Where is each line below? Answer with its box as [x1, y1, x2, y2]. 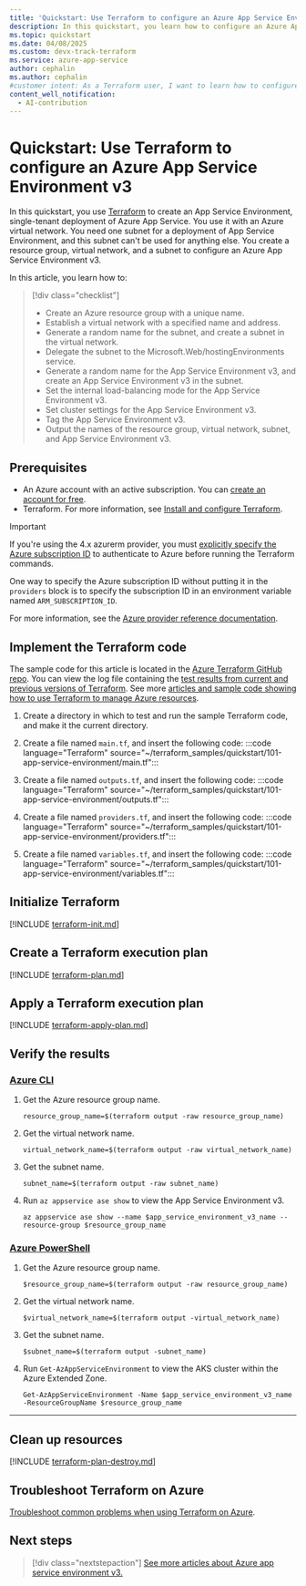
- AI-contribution [17, 98, 88, 108]
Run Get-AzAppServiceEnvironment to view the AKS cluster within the [22, 1364, 279, 1375]
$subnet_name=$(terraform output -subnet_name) [22, 1347, 207, 1356]
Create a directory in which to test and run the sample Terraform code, [22, 710, 289, 721]
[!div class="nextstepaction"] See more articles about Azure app [31, 1557, 275, 1568]
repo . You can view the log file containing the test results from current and [9, 673, 289, 684]
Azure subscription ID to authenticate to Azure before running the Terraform [9, 549, 295, 560]
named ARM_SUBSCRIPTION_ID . [9, 595, 118, 606]
